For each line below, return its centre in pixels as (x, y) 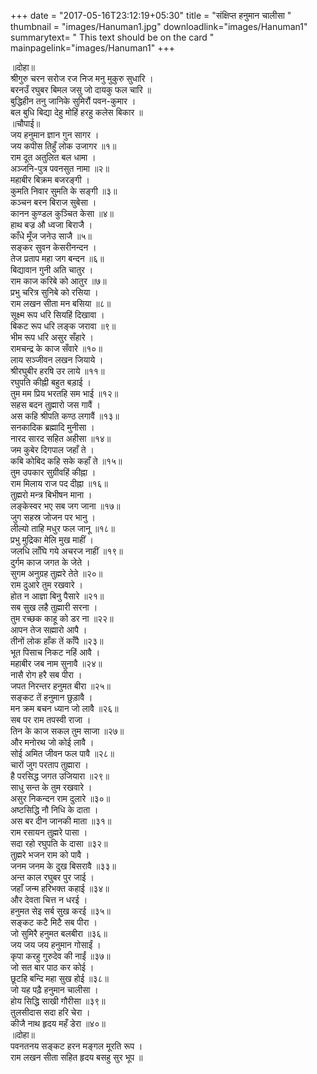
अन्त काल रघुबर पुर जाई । (52, 877)
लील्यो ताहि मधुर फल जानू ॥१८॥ (62, 528)
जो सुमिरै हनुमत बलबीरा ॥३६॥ (59, 933)
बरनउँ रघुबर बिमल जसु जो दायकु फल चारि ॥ (81, 89)
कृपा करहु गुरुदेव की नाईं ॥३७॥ (60, 956)
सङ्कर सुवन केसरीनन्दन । (53, 247)
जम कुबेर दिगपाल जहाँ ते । (52, 449)
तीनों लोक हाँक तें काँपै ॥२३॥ (57, 641)
